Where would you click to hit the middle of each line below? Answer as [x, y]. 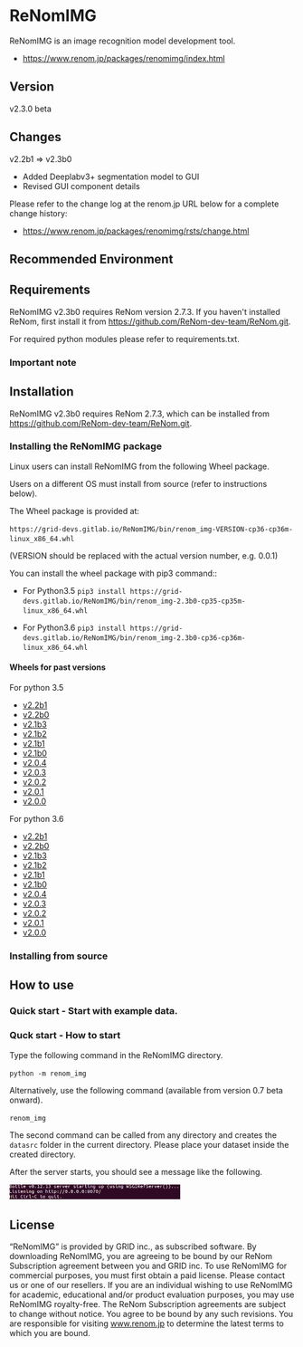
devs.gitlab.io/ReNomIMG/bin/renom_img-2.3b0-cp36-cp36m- [134, 638]
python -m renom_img [48, 1074]
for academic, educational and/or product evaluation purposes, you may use [152, 1294]
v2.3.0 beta [31, 109]
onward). [26, 1100]
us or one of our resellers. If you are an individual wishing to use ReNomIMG [151, 1285]
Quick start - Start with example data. [94, 1011]
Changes [35, 137]
